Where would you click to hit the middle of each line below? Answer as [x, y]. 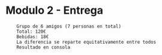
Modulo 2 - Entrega [54, 10]
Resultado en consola [43, 47]
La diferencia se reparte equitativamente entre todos [86, 42]
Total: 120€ [31, 31]
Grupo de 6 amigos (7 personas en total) [69, 26]
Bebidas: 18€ [33, 36]
